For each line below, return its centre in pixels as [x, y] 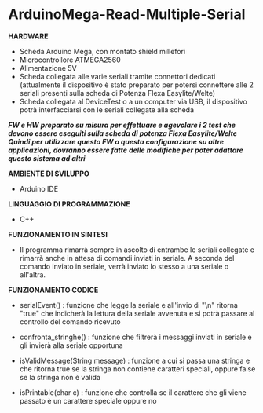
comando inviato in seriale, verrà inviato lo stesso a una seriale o [124, 266]
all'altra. [32, 274]
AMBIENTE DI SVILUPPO [49, 174]
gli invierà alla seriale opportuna [71, 345]
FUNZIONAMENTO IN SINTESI [58, 234]
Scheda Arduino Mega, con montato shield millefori [102, 51]
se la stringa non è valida [60, 377]
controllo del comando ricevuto [70, 322]
